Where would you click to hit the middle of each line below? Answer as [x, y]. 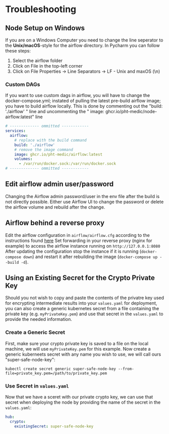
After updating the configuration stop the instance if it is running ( [73, 251]
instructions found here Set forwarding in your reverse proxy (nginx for [79, 240]
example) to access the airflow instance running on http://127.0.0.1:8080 [83, 246]
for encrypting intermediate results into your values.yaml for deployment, [81, 303]
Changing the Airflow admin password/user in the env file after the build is [82, 196]
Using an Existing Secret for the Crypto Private [80, 278]
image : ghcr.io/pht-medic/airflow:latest [58, 154]
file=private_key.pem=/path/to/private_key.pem [56, 373]
